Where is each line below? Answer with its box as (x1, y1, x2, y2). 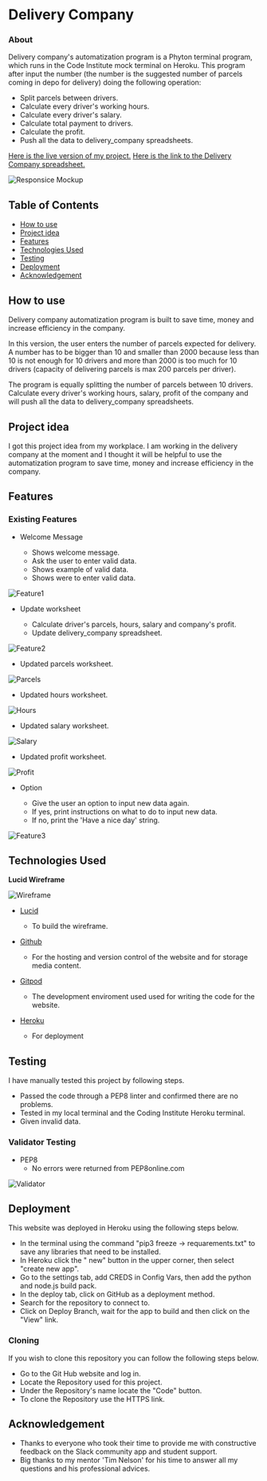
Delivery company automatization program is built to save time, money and (8, 315, 254, 324)
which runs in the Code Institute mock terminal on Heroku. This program (8, 61, 245, 70)
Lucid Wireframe (8, 875, 65, 885)
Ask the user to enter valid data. (31, 555, 137, 565)
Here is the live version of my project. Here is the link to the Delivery (8, 151, 232, 161)
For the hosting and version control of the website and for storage (31, 953, 249, 962)
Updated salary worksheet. (19, 721, 109, 731)
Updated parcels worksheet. (19, 659, 114, 668)
